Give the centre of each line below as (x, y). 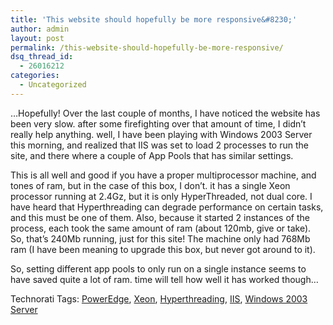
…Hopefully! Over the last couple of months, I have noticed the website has (165, 113)
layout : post (37, 38)
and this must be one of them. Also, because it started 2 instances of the (160, 217)
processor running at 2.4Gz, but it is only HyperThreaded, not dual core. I (161, 196)
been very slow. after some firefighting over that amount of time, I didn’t (158, 123)
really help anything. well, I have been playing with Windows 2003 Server (161, 134)
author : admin (40, 29)
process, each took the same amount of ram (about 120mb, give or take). (161, 228)
